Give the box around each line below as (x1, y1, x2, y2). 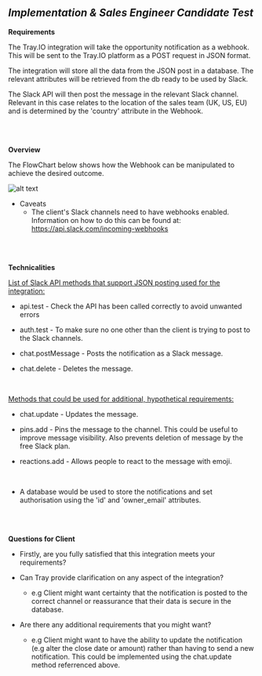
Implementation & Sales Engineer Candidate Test (8, 6, 254, 20)
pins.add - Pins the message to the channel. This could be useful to (19, 424, 238, 434)
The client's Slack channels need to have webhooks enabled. (31, 207, 230, 217)
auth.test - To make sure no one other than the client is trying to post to (19, 325, 251, 334)
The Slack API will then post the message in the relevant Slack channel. (8, 90, 239, 99)
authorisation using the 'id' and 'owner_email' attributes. (19, 495, 202, 505)
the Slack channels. (19, 333, 84, 342)
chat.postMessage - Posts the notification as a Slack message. (19, 349, 224, 358)
